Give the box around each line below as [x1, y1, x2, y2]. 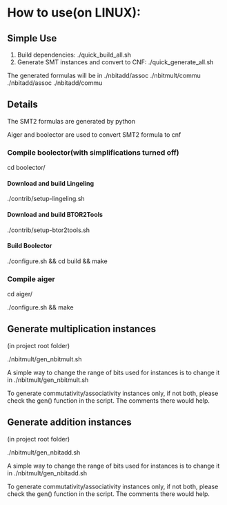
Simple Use [7, 32, 57, 44]
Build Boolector [7, 242, 52, 250]
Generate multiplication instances [7, 323, 157, 335]
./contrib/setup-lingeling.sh [7, 195, 85, 203]
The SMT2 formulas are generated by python [7, 117, 136, 125]
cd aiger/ [7, 290, 33, 298]
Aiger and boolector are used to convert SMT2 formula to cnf [7, 130, 181, 139]
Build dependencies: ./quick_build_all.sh [17, 50, 131, 59]
